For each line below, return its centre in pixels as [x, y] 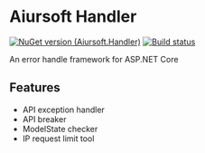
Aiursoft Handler [73, 17]
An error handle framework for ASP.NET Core [94, 59]
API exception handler [64, 110]
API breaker [44, 119]
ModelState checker [60, 129]
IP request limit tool [58, 139]
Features [35, 88]
